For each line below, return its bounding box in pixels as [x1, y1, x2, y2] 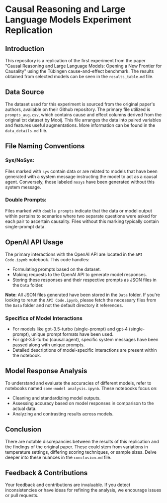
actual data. [12, 405, 37, 411]
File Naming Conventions [5, 142, 85, 150]
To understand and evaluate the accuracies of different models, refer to [5, 380, 152, 386]
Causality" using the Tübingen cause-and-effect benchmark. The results [5, 68, 154, 74]
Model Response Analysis [5, 367, 87, 375]
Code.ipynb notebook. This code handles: [5, 256, 89, 262]
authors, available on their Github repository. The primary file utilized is [5, 106, 151, 112]
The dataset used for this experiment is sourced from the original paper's [5, 101, 156, 107]
